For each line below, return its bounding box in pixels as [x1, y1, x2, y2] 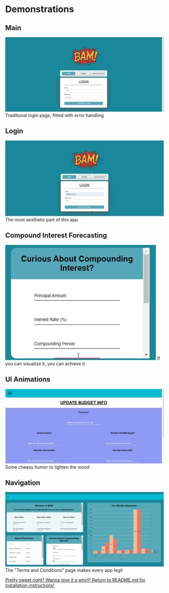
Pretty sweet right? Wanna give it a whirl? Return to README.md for [5, 577, 146, 583]
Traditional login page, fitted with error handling [5, 112, 104, 118]
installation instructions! [5, 582, 55, 588]
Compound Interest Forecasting [5, 231, 107, 240]
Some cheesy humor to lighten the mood [5, 464, 90, 470]
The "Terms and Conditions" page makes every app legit [5, 567, 123, 573]
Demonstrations [5, 4, 74, 15]
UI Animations [5, 375, 51, 384]
